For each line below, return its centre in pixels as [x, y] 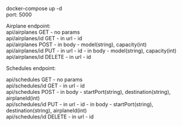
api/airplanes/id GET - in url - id [44, 38]
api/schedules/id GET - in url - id [45, 86]
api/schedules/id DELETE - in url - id [50, 117]
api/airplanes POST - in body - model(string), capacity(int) [77, 44]
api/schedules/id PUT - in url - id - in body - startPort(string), [80, 104]
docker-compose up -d [34, 8]
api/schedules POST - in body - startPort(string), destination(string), [88, 92]
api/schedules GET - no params [44, 79]
